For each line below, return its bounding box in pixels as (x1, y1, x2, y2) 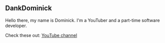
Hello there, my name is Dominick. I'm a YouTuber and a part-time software (5, 17, 160, 23)
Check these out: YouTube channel (5, 32, 77, 38)
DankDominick (5, 4, 52, 12)
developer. (5, 22, 27, 28)
